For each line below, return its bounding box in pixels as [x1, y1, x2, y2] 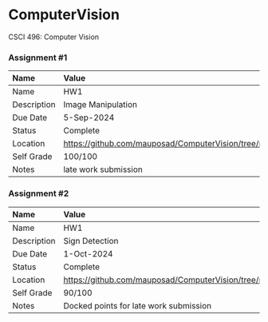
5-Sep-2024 [63, 112, 115, 123]
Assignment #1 [8, 52, 68, 63]
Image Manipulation [63, 99, 138, 110]
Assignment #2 [8, 188, 69, 199]
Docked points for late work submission [63, 300, 212, 311]
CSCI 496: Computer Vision [8, 32, 100, 42]
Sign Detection [63, 235, 119, 246]
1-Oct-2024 [63, 248, 113, 259]
